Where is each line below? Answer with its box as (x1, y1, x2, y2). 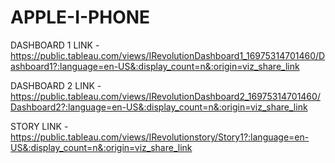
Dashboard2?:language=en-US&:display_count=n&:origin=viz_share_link (10, 101, 308, 113)
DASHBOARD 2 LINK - (10, 79, 102, 91)
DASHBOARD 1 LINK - (10, 39, 100, 51)
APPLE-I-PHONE (10, 6, 151, 29)
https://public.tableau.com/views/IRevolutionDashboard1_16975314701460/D (10, 49, 326, 61)
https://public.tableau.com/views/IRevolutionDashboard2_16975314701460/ (10, 90, 321, 102)
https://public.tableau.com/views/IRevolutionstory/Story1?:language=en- (10, 131, 310, 143)
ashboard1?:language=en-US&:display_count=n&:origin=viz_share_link (10, 60, 300, 72)
